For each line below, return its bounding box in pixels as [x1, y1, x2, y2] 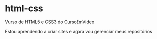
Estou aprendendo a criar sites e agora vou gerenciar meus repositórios [5, 28, 153, 34]
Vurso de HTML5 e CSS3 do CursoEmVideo [5, 19, 95, 25]
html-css [5, 3, 43, 14]
